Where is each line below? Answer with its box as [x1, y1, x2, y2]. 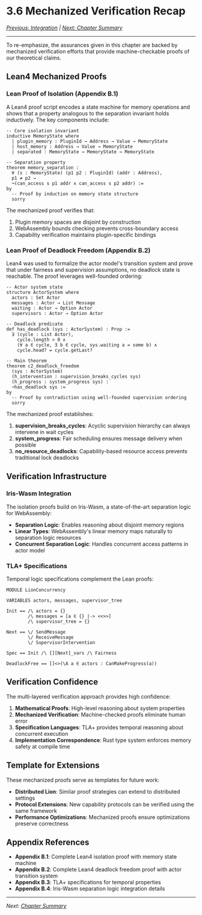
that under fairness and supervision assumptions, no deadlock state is [6, 266, 180, 273]
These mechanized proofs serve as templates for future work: [6, 776, 160, 783]
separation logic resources [14, 534, 82, 541]
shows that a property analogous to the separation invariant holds [6, 109, 170, 117]
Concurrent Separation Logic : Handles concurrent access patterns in [14, 540, 188, 548]
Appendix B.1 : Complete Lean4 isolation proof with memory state [14, 853, 177, 860]
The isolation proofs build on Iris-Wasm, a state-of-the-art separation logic [6, 503, 191, 510]
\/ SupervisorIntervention [28, 639, 96, 646]
